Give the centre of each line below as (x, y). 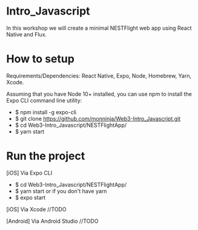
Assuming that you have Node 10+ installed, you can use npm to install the (99, 94)
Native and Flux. (27, 34)
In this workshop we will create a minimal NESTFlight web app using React (99, 28)
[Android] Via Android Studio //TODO (52, 221)
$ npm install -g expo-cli (46, 112)
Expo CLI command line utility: (44, 100)
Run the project (46, 156)
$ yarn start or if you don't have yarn (61, 191)
